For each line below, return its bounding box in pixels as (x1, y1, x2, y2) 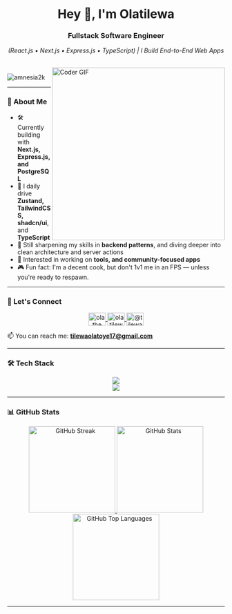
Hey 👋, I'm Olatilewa (57, 6, 175, 22)
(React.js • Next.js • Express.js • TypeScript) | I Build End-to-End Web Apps (8, 46, 224, 55)
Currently (17, 123, 45, 131)
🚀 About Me (7, 97, 48, 106)
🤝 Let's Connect (7, 296, 62, 306)
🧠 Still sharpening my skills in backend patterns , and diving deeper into (17, 240, 221, 249)
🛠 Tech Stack (7, 358, 55, 368)
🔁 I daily (17, 182, 40, 190)
